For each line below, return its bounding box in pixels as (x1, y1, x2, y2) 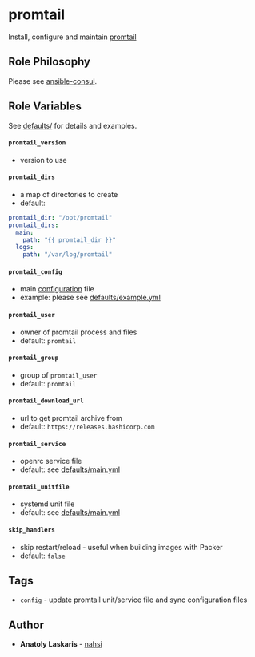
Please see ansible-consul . (8, 76, 98, 85)
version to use (19, 155, 67, 164)
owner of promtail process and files (19, 327, 137, 337)
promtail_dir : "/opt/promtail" (8, 213, 113, 221)
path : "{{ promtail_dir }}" (22, 235, 116, 244)
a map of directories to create (19, 189, 118, 199)
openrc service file (19, 457, 82, 466)
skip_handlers (8, 526, 56, 534)
